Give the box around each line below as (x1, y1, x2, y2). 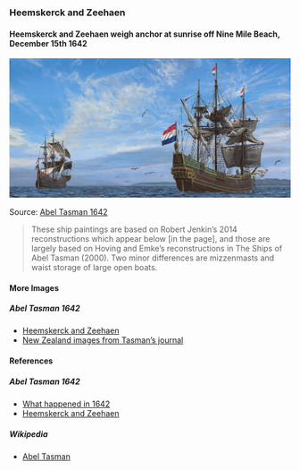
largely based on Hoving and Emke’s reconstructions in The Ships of (30, 243, 283, 253)
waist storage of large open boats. (30, 261, 158, 272)
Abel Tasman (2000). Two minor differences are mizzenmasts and (30, 252, 275, 263)
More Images (9, 282, 60, 293)
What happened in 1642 (21, 398, 111, 409)
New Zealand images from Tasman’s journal (21, 335, 184, 346)
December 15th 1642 (9, 38, 87, 48)
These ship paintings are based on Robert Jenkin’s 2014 (30, 224, 238, 235)
